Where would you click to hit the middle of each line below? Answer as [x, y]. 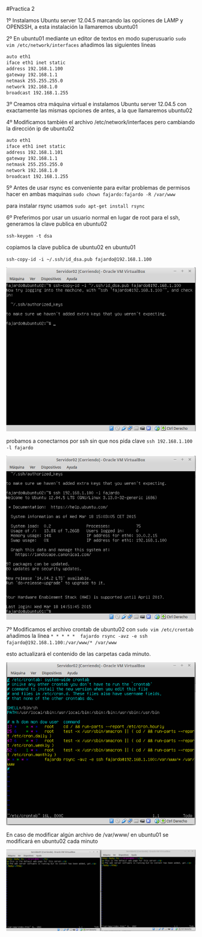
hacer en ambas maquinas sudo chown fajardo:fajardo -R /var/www [91, 194]
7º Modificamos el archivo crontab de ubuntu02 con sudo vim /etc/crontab [100, 629]
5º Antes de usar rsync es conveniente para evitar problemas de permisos [98, 188]
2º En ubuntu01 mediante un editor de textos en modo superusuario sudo [96, 38]
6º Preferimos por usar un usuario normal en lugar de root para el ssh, [93, 217]
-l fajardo [20, 448]
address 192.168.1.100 [35, 69]
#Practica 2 [20, 9]
